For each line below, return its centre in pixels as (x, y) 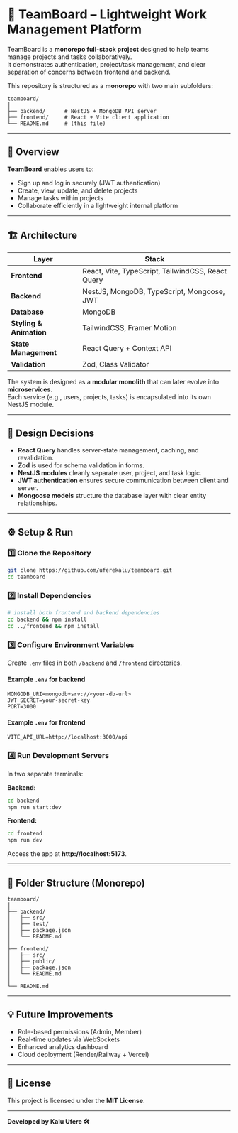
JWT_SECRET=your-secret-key (49, 700)
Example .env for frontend (46, 722)
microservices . (30, 389)
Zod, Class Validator (116, 364)
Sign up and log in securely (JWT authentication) (89, 183)
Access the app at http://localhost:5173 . (67, 854)
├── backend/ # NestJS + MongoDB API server (82, 111)
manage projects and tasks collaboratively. (70, 57)
